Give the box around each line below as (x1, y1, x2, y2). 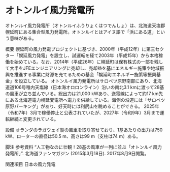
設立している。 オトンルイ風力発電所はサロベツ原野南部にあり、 (18, 77, 153, 84)
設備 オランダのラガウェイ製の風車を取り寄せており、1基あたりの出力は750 (5, 127, 163, 133)
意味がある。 (9, 35, 37, 41)
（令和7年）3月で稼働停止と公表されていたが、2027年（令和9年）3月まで (5, 109, 160, 116)
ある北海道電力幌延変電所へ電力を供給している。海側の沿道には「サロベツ (9, 97, 165, 103)
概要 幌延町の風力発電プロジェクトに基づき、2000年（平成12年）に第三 (5, 46, 156, 52)
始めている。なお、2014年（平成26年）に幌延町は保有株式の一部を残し (14, 59, 163, 65)
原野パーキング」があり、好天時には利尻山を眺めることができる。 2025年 (5, 103, 159, 109)
